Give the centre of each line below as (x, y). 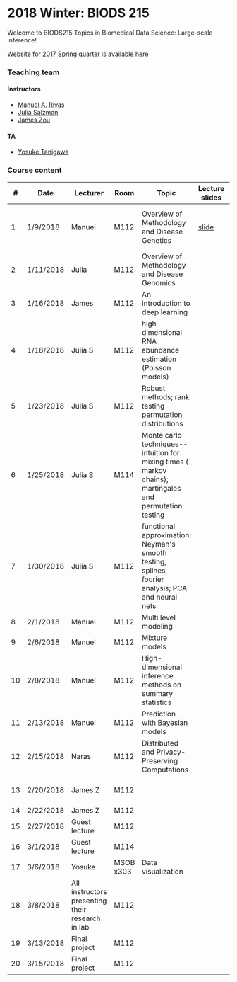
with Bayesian (165, 722)
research (86, 918)
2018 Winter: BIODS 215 (78, 13)
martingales (162, 488)
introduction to (166, 303)
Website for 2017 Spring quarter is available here (78, 54)
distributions (163, 423)
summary (158, 693)
